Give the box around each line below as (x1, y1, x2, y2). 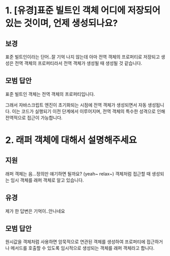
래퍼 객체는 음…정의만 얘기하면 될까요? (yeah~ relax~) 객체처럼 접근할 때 (5, 170, 151, 176)
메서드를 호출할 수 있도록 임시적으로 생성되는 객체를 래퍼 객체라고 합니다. (10, 245, 155, 251)
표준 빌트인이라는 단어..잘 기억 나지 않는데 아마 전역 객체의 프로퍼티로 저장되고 (5, 54, 160, 60)
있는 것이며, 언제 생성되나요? (5, 17, 118, 29)
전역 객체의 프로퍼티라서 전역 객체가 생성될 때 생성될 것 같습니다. (14, 60, 143, 66)
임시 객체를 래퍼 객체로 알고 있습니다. (10, 177, 84, 183)
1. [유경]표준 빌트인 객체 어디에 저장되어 (5, 5, 160, 16)
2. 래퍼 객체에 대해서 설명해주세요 (5, 135, 137, 146)
